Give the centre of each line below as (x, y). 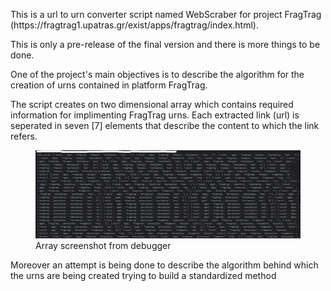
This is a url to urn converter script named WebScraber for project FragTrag (166, 14)
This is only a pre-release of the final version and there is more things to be (165, 44)
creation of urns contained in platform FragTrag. (109, 85)
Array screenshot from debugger (103, 246)
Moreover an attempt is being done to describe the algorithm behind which (164, 265)
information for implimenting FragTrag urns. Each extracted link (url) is (155, 115)
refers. (24, 136)
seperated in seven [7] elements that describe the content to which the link (165, 125)
